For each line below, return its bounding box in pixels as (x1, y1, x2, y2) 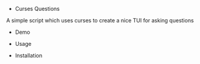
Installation (15, 52, 43, 59)
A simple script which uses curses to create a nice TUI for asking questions (6, 17, 195, 24)
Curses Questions (15, 5, 60, 12)
